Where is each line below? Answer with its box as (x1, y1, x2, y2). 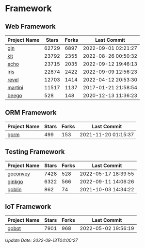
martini (7, 84, 23, 91)
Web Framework (5, 22, 56, 31)
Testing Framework (5, 148, 65, 156)
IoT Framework (5, 202, 51, 211)
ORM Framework (5, 109, 57, 117)
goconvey (7, 170, 31, 177)
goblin (7, 186, 22, 193)
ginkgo (7, 178, 23, 185)
